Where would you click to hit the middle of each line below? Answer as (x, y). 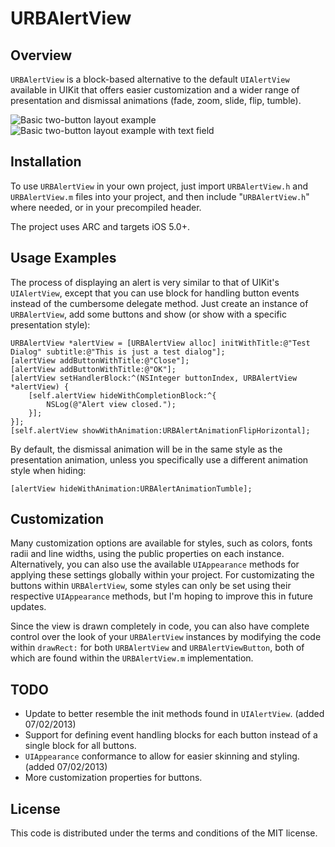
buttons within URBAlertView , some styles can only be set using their (151, 586)
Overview (41, 55)
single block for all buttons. (80, 746)
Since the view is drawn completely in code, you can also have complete (160, 626)
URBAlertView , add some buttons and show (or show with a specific (148, 314)
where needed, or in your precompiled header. (106, 207)
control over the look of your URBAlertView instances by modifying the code (166, 637)
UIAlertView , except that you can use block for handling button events (155, 293)
